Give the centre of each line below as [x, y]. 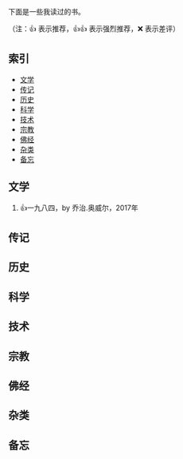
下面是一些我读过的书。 [47, 12]
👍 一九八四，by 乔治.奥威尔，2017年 [79, 208]
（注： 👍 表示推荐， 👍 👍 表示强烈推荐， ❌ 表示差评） [94, 29]
